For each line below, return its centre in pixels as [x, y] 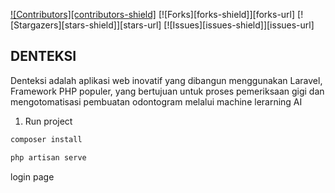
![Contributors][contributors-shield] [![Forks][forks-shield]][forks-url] [153, 14]
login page [32, 176]
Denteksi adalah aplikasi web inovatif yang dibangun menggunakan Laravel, [166, 80]
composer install [46, 139]
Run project [48, 121]
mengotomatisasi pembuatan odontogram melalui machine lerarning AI [156, 101]
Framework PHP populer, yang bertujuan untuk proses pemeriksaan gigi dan [167, 91]
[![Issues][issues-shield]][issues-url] [239, 25]
